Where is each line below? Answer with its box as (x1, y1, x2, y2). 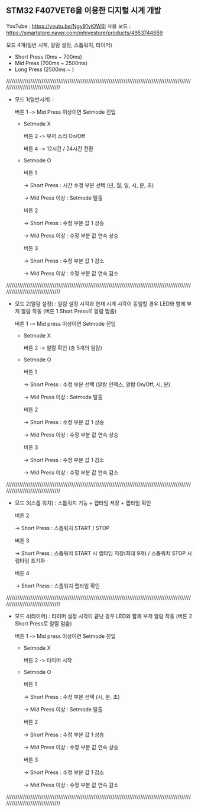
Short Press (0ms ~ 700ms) (14, 53, 83, 60)
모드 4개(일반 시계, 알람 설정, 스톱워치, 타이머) (6, 41, 112, 49)
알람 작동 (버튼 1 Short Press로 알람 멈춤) (21, 307, 117, 314)
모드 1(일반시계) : (14, 95, 54, 102)
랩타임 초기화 (14, 557, 46, 564)
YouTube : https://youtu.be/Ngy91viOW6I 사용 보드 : (6, 23, 131, 30)
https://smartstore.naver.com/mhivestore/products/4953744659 (6, 29, 163, 36)
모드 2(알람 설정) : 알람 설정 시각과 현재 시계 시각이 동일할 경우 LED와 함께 (14, 300, 186, 307)
